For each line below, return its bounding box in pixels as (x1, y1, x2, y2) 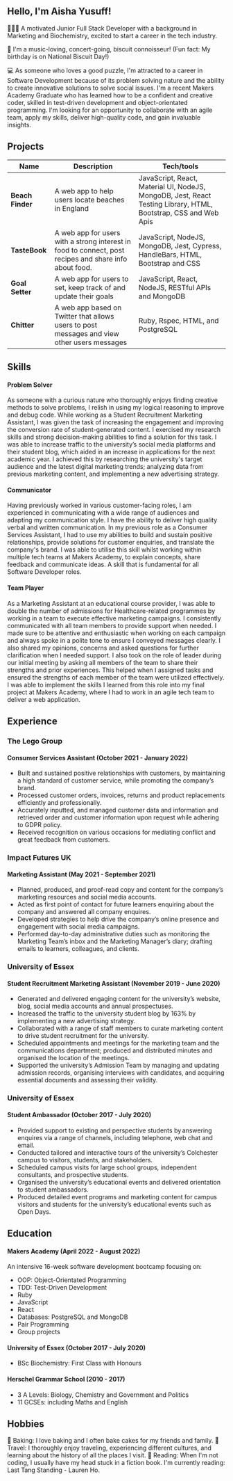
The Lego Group (7, 736, 63, 746)
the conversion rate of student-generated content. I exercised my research (7, 426, 221, 434)
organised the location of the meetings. (17, 1054, 130, 1062)
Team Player (7, 584, 44, 592)
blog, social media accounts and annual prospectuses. (17, 1002, 173, 1011)
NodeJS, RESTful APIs (138, 282, 212, 292)
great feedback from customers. (17, 835, 110, 844)
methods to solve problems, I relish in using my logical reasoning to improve (7, 403, 225, 412)
